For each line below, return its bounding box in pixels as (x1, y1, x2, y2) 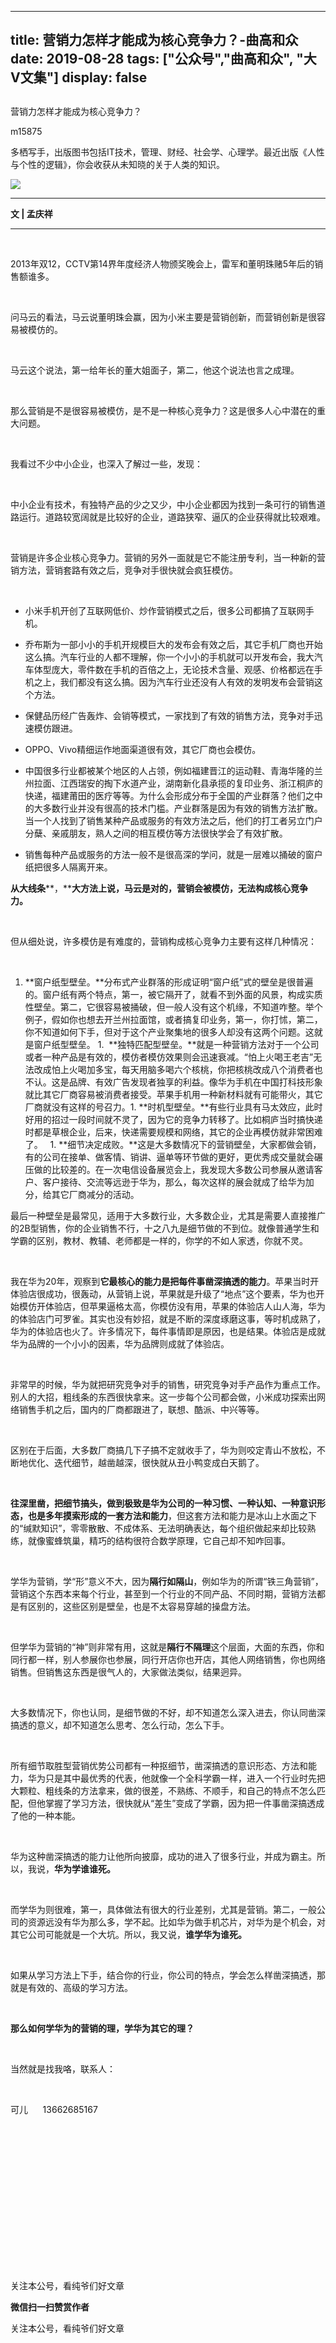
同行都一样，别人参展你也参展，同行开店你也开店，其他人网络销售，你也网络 (10, 1653, 326, 1665)
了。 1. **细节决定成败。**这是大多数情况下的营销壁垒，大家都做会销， (24, 1138, 322, 1150)
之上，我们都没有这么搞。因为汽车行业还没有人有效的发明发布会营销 (33, 676, 315, 688)
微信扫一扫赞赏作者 (10, 2301, 90, 2313)
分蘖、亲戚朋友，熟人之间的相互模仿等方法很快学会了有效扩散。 (24, 827, 288, 839)
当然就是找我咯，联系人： (10, 2062, 116, 2075)
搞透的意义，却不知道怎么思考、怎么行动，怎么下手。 (10, 1719, 230, 1731)
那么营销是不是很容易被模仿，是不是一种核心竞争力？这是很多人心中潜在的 (10, 404, 317, 416)
